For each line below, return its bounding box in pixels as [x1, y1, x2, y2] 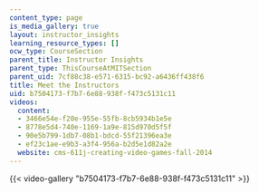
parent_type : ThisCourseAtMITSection [9, 64, 152, 73]
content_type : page [9, 13, 83, 23]
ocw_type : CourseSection [9, 47, 103, 56]
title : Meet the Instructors [9, 81, 120, 90]
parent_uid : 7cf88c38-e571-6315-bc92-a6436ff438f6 [9, 72, 205, 82]
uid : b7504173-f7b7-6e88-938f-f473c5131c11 [9, 89, 177, 98]
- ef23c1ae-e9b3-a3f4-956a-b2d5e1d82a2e [17, 140, 172, 149]
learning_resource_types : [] [9, 38, 120, 48]
